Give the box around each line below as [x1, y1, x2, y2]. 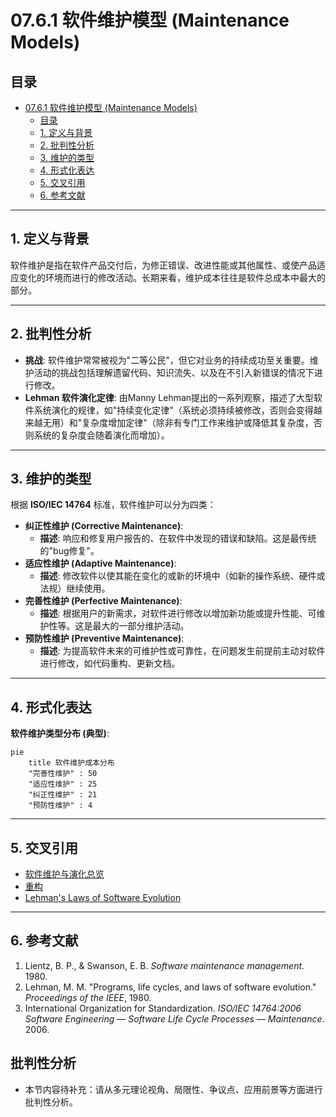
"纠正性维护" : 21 [28, 790, 98, 800]
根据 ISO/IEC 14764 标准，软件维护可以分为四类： [10, 499, 217, 511]
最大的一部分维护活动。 [92, 620, 190, 632]
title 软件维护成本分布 [28, 758, 115, 768]
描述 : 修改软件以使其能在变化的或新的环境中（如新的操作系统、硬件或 [39, 570, 326, 582]
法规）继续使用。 [39, 582, 111, 595]
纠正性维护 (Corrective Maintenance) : [24, 520, 184, 532]
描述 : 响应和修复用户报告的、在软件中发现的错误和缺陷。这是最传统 [39, 532, 317, 545]
